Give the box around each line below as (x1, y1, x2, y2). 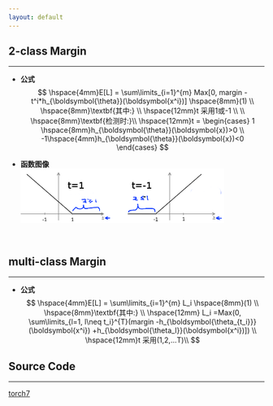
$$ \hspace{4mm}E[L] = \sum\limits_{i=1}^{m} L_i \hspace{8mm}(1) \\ (26, 298, 259, 308)
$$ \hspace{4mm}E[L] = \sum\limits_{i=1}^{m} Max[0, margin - (37, 88, 248, 98)
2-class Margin (8, 45, 87, 59)
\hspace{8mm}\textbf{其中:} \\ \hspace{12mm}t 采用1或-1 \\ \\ (40, 106, 245, 116)
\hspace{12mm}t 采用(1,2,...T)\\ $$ (84, 335, 201, 345)
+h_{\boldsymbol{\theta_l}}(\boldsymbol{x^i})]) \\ (92, 325, 258, 335)
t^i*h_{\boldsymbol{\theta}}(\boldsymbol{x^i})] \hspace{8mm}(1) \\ (31, 96, 254, 106)
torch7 (8, 389, 31, 399)
